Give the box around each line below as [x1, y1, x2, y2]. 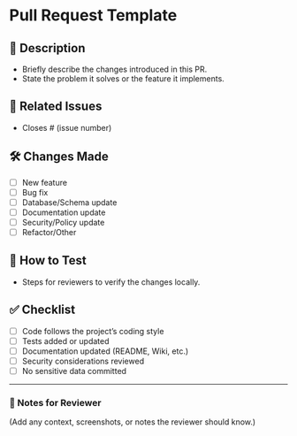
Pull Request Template [9, 5, 178, 26]
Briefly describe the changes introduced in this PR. [21, 64, 208, 74]
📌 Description [9, 41, 86, 56]
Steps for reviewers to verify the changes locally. [21, 276, 201, 287]
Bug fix [21, 187, 49, 197]
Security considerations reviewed [21, 356, 144, 366]
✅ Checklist [9, 302, 76, 317]
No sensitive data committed [21, 365, 126, 376]
